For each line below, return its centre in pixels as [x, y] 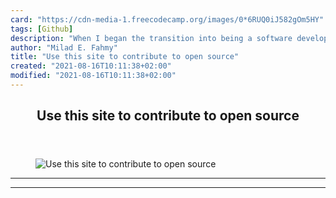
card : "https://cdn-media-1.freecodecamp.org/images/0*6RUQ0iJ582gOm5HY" [167, 19]
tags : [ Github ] [42, 29]
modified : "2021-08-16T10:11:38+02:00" [93, 76]
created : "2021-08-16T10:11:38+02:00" [91, 66]
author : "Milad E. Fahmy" [64, 47]
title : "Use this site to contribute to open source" [125, 57]
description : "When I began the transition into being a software [151, 38]
